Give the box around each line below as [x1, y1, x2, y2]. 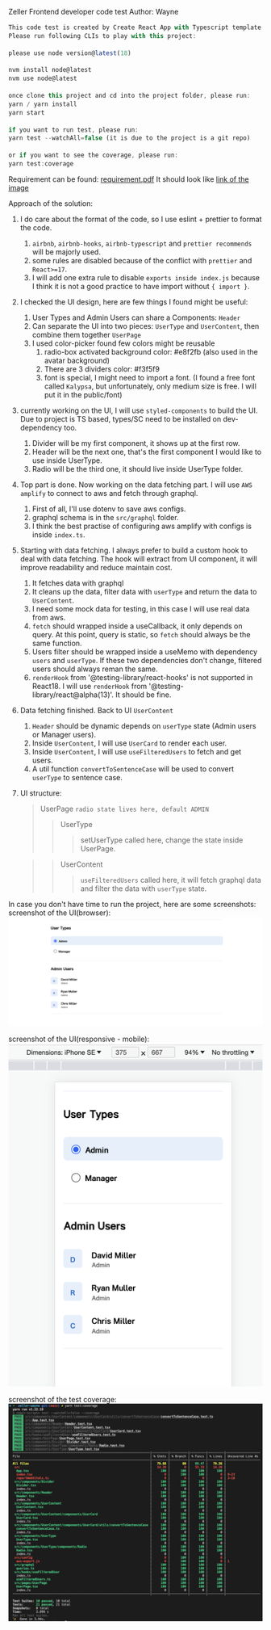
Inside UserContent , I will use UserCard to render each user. [31, 738, 227, 748]
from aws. [31, 612, 66, 622]
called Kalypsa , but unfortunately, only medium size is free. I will [44, 381, 256, 391]
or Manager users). [31, 729, 97, 739]
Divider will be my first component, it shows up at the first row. [31, 438, 240, 447]
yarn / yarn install [8, 100, 78, 108]
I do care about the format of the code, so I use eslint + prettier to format [19, 214, 262, 224]
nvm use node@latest [8, 74, 78, 83]
